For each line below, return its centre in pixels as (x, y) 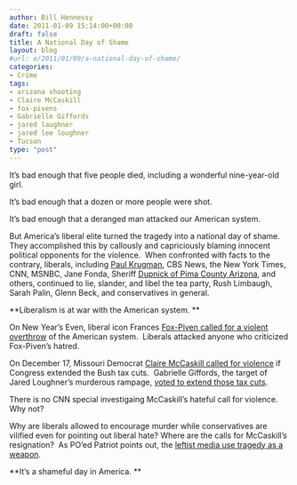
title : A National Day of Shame (69, 42)
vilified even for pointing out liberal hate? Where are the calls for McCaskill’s (148, 435)
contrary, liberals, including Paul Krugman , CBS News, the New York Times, (148, 264)
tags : (19, 83)
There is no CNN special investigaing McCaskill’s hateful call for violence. (144, 399)
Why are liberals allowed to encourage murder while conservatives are (139, 425)
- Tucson (25, 141)
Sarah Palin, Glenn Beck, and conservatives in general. (109, 292)
